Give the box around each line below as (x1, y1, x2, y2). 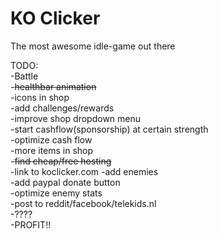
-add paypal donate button (10, 176, 121, 188)
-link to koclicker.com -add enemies (10, 165, 159, 177)
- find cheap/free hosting (10, 155, 112, 167)
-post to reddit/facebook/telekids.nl (10, 197, 157, 209)
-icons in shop (10, 91, 70, 103)
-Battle (10, 70, 39, 82)
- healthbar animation (10, 80, 97, 92)
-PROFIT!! (10, 218, 52, 231)
